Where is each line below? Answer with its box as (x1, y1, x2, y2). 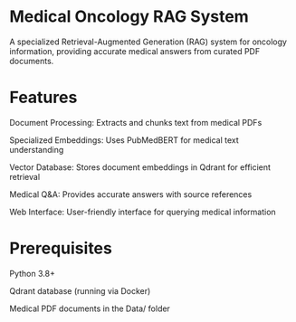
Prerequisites (9, 238, 113, 259)
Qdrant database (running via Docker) (9, 285, 151, 296)
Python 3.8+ (9, 268, 56, 279)
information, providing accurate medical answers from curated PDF (9, 45, 261, 56)
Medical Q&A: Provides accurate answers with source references (9, 188, 253, 200)
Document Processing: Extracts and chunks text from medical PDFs (9, 117, 263, 128)
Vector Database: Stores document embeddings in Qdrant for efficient (9, 161, 272, 173)
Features (9, 88, 78, 108)
